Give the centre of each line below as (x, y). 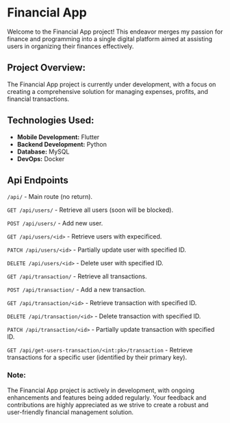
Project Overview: (46, 68)
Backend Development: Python (62, 144)
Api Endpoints (38, 180)
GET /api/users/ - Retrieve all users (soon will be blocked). (90, 210)
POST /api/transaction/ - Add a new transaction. (76, 290)
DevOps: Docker (41, 158)
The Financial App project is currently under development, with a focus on (112, 84)
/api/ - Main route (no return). (50, 197)
